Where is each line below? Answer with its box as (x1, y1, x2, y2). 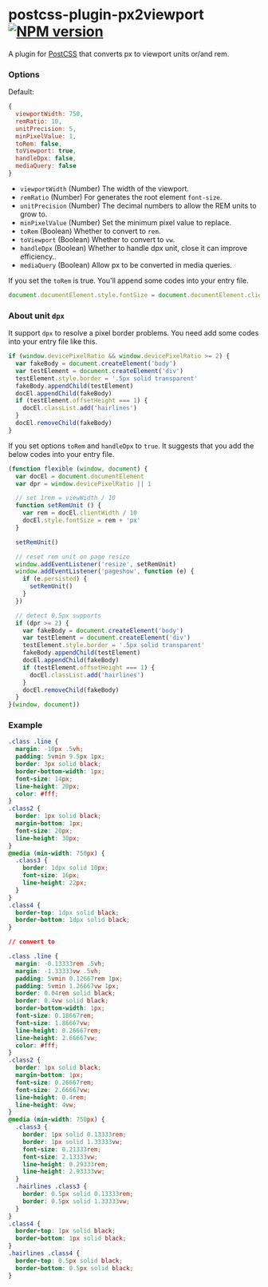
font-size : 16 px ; (22, 872, 81, 880)
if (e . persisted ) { (22, 575, 88, 583)
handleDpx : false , (15, 154, 77, 163)
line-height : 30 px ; (15, 834, 81, 842)
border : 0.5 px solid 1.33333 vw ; (22, 1197, 130, 1206)
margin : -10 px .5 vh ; (15, 745, 84, 753)
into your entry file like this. (8, 337, 98, 347)
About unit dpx (8, 310, 65, 321)
